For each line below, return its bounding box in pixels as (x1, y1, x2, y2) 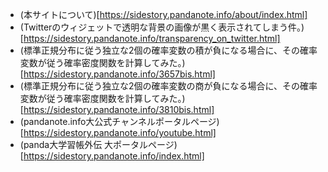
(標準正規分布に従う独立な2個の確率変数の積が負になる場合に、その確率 (19, 44, 318, 56)
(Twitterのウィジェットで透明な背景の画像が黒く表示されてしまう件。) (19, 21, 305, 33)
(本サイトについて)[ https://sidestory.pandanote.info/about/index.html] (19, 9, 308, 20)
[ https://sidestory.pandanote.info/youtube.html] (19, 127, 217, 138)
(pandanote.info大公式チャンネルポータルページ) (19, 116, 220, 127)
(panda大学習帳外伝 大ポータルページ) (19, 139, 178, 150)
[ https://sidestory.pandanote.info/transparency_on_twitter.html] (19, 33, 281, 44)
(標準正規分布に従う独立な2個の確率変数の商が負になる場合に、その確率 (19, 80, 318, 92)
